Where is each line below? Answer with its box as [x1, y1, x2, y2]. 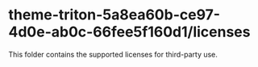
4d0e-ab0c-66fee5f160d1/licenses [8, 23, 251, 41]
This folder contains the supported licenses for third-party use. [8, 49, 218, 59]
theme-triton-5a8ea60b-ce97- [8, 6, 220, 24]
